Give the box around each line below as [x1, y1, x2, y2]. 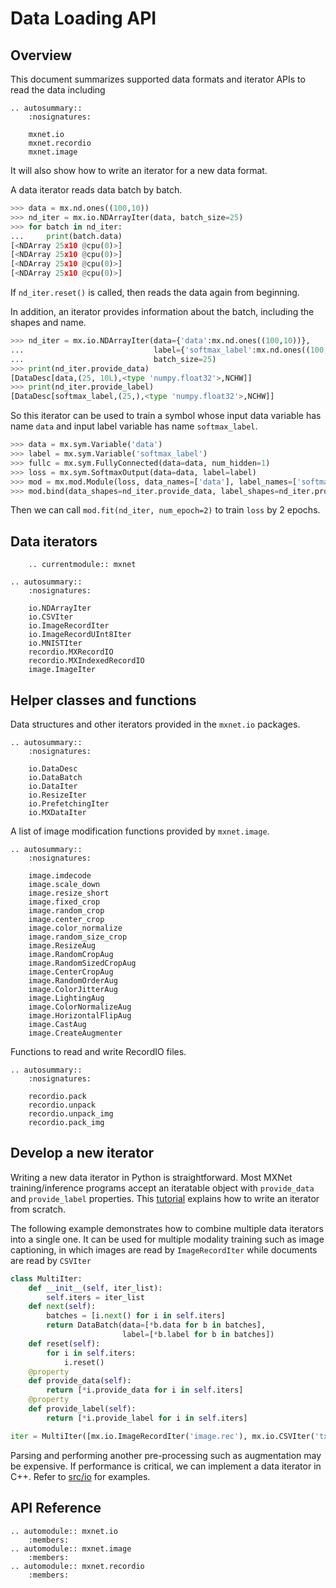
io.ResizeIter [28, 790, 87, 800]
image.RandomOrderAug [28, 976, 118, 986]
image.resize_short [28, 888, 110, 898]
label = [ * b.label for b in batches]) [121, 1330, 275, 1340]
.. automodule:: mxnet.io [10, 1526, 118, 1536]
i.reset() [63, 1357, 105, 1367]
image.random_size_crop [28, 932, 128, 942]
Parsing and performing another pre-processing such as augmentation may [10, 1449, 322, 1461]
